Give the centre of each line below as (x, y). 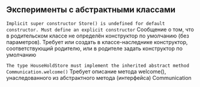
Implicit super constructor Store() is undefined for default (86, 23)
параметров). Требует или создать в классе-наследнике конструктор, (97, 42)
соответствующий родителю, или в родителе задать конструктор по (95, 48)
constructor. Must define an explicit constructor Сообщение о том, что (100, 29)
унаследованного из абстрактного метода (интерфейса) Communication (99, 77)
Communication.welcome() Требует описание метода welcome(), (86, 72)
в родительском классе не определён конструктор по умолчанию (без (98, 36)
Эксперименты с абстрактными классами (91, 10)
